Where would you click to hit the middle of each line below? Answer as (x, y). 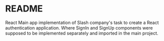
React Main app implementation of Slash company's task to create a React (82, 22)
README (24, 9)
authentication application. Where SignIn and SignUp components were (79, 27)
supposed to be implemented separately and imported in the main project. (82, 33)
